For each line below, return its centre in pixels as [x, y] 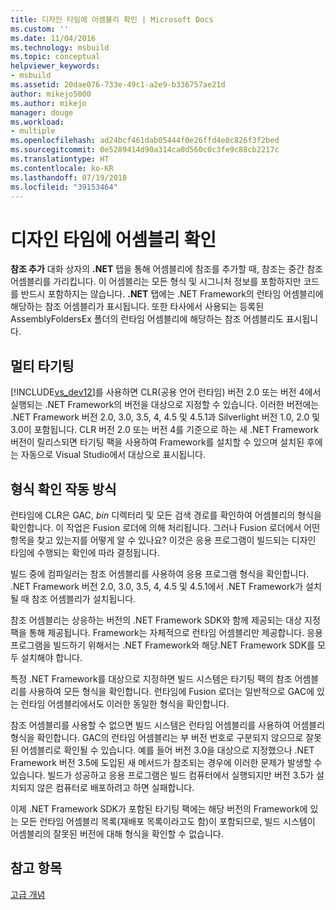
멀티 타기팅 [42, 366]
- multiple [33, 131]
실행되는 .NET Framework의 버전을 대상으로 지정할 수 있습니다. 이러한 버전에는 [165, 405]
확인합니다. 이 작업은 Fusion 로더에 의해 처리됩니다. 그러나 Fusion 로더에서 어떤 [165, 527]
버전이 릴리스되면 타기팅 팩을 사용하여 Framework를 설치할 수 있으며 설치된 [157, 442]
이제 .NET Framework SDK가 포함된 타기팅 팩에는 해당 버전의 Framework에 [159, 808]
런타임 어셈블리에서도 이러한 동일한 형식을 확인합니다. [125, 703]
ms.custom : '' [40, 29]
